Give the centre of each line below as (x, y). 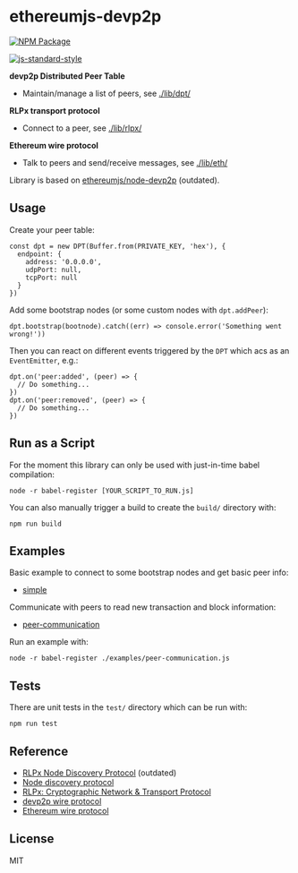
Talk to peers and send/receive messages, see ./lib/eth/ (125, 162)
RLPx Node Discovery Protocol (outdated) (99, 773)
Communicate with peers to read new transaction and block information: (143, 607)
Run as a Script (52, 444)
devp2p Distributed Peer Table (67, 76)
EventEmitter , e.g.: (44, 360)
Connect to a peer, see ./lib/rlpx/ (82, 128)
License (32, 839)
